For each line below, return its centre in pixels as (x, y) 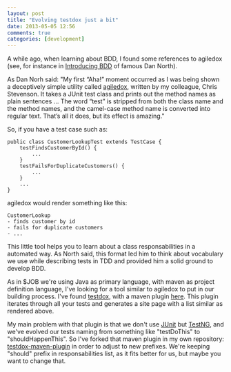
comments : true (29, 33)
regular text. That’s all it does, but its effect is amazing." (86, 116)
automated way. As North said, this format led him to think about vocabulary (115, 254)
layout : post (26, 13)
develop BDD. (27, 269)
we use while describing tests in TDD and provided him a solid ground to (110, 261)
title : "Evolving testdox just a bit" (63, 20)
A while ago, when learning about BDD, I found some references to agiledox (115, 59)
